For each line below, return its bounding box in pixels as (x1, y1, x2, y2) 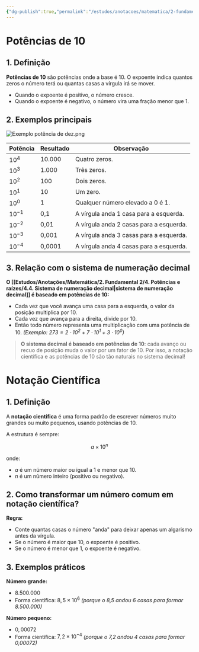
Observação (113, 145, 149, 153)
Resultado (40, 145, 70, 153)
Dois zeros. (75, 177, 107, 185)
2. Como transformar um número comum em (6, 490, 174, 500)
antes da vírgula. (14, 532, 56, 539)
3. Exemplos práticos (6, 562, 86, 572)
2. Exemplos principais (6, 115, 92, 125)
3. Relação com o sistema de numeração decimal (6, 263, 191, 273)
